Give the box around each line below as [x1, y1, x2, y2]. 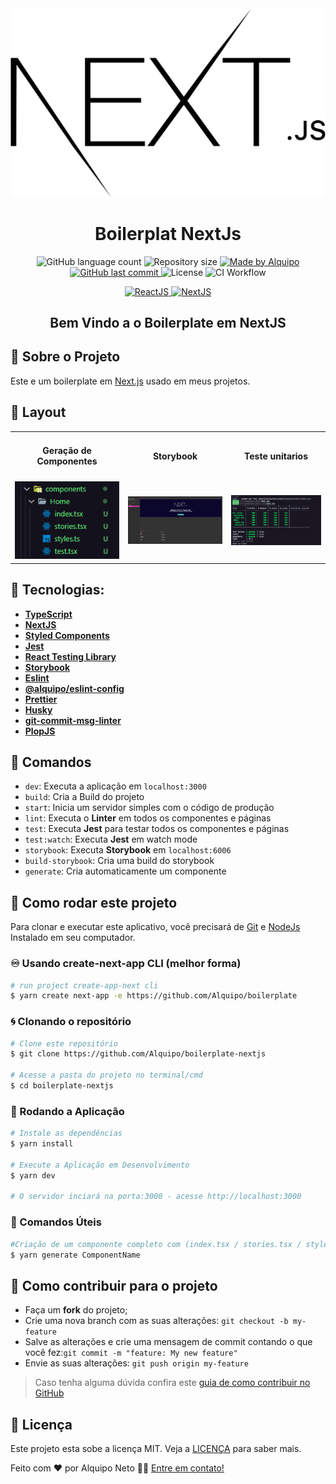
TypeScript [24, 608, 73, 620]
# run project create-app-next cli [10, 980, 159, 991]
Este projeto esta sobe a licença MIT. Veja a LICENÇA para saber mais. [10, 1443, 302, 1455]
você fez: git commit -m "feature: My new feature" [24, 1347, 238, 1359]
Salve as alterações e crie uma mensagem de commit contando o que [24, 1336, 313, 1348]
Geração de [42, 445, 92, 456]
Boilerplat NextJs [94, 222, 242, 245]
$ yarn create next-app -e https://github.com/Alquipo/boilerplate [10, 991, 298, 1001]
